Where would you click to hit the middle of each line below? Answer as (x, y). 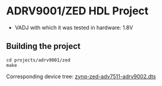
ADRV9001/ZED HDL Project (77, 11)
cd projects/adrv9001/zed (38, 60)
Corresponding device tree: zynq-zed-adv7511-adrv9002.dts (81, 76)
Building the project (43, 46)
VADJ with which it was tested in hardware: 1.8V (74, 27)
